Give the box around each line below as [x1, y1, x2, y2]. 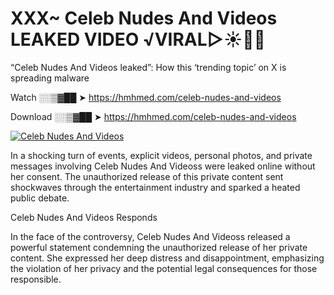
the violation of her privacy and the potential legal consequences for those [10, 262, 318, 274]
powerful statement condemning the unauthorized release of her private [10, 241, 308, 253]
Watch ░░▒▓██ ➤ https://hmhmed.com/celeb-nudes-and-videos [10, 91, 282, 103]
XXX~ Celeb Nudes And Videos [10, 7, 278, 30]
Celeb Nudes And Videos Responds [10, 211, 158, 223]
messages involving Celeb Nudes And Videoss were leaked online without [10, 160, 316, 172]
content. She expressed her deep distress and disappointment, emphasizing [10, 252, 325, 264]
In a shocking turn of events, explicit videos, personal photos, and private [10, 149, 313, 161]
